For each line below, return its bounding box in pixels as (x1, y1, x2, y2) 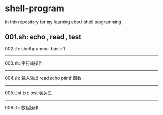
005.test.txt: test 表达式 (5, 90, 52, 96)
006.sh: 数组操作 (5, 104, 39, 110)
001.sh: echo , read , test (5, 33, 81, 41)
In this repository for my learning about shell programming (5, 19, 122, 25)
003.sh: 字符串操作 (5, 60, 43, 66)
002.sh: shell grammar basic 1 (5, 45, 65, 51)
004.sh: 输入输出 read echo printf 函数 (5, 75, 81, 81)
